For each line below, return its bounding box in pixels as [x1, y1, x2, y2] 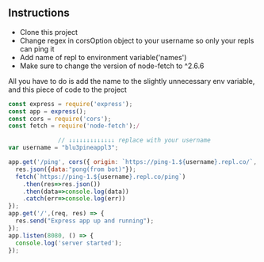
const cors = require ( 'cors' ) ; [8, 115, 112, 123]
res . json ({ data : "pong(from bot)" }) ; [15, 165, 136, 173]
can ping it [19, 44, 55, 54]
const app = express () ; [8, 107, 87, 116]
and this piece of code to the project [8, 85, 127, 94]
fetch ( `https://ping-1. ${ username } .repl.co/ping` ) [15, 173, 186, 180]
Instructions [8, 6, 70, 20]
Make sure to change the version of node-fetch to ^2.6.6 [19, 61, 205, 70]
